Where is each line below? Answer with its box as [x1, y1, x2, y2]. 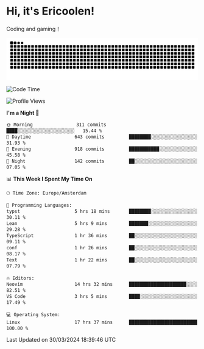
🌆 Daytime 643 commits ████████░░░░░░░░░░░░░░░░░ [6, 134, 198, 140]
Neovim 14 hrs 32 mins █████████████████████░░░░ [6, 281, 198, 287]
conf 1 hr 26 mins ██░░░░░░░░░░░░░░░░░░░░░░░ [6, 244, 198, 251]
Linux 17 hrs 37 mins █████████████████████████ [6, 319, 198, 325]
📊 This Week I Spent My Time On [6, 175, 93, 182]
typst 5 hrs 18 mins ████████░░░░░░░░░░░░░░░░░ [6, 208, 198, 214]
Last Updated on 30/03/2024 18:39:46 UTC [6, 336, 116, 343]
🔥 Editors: [6, 275, 35, 281]
